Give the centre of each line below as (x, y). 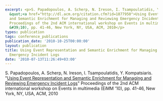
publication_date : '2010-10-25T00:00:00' (48, 41)
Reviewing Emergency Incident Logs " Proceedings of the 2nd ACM (72, 84)
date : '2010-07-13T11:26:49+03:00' (41, 59)
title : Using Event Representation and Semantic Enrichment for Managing (81, 50)
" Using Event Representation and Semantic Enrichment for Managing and (78, 78)
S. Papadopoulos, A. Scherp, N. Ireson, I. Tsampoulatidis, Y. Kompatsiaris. (79, 73)
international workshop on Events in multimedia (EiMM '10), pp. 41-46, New (80, 88)
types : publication (25, 32)
